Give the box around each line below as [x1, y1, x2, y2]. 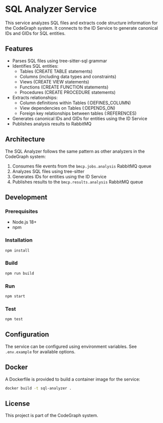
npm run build [5, 271, 35, 276]
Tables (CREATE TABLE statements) [19, 68, 93, 74]
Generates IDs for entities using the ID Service [12, 173, 107, 179]
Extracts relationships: [12, 94, 58, 100]
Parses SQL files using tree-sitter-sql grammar [12, 58, 107, 64]
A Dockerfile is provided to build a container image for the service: [5, 376, 141, 382]
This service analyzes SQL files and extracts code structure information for [5, 20, 158, 26]
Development [5, 193, 48, 201]
